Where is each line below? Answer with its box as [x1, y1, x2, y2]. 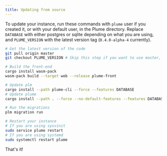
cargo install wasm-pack [5, 69, 57, 74]
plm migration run [5, 110, 43, 115]
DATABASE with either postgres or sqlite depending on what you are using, [5, 31, 154, 37]
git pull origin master [5, 51, 55, 56]
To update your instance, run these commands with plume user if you [5, 21, 146, 27]
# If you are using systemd [5, 132, 64, 138]
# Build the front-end [5, 64, 52, 69]
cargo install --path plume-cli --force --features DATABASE [5, 87, 135, 92]
